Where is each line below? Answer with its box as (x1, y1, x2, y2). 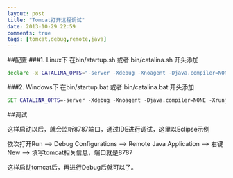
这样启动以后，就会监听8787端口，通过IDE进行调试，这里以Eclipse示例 (7, 125, 210, 133)
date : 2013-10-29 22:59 (7, 23, 76, 30)
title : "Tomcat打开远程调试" (7, 17, 85, 24)
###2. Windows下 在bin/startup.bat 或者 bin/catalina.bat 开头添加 (7, 83, 195, 91)
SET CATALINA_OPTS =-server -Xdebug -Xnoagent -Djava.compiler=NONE (7, 97, 207, 104)
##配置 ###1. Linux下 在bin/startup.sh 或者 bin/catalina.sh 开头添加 (7, 56, 199, 64)
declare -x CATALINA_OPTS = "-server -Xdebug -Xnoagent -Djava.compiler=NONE (7, 70, 231, 77)
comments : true (7, 29, 51, 37)
